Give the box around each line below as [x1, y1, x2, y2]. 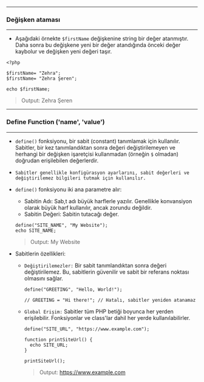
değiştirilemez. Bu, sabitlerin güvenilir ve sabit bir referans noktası [24, 268, 189, 276]
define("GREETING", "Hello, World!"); [24, 286, 123, 293]
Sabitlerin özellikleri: [15, 250, 66, 257]
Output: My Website [30, 238, 81, 245]
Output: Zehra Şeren [21, 97, 73, 104]
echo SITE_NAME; [15, 227, 56, 234]
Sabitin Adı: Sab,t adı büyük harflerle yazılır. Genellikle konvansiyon [24, 197, 192, 204]
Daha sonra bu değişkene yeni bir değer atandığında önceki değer [15, 41, 181, 49]
